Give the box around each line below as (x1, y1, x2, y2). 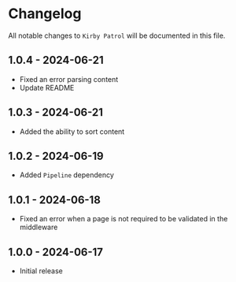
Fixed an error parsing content (19, 74, 119, 83)
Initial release (19, 266, 63, 276)
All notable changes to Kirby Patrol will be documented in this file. (8, 31, 226, 40)
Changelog (8, 5, 82, 23)
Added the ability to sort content (19, 127, 125, 136)
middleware (19, 222, 58, 232)
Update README (19, 83, 75, 92)
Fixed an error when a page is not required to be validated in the (19, 214, 228, 224)
